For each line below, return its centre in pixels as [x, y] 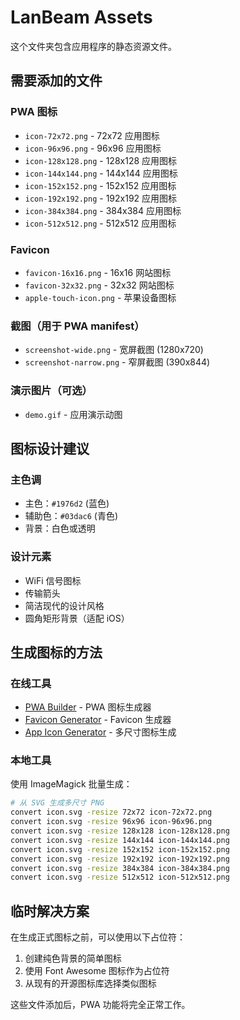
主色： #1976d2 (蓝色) [67, 503]
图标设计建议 [50, 448]
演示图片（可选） [51, 391]
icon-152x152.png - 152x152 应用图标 [100, 185]
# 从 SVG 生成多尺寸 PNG [57, 803]
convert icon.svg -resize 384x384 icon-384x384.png [120, 868]
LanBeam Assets [81, 17]
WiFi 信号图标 [53, 580]
